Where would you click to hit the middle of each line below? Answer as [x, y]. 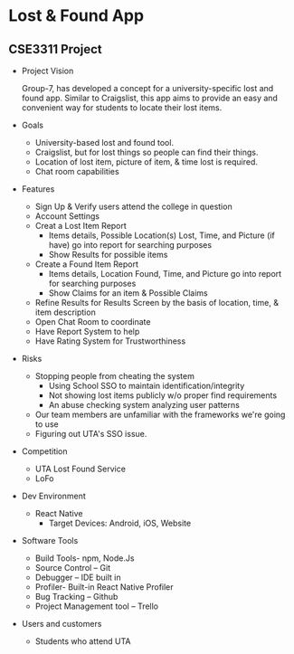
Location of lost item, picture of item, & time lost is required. [147, 162]
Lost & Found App [76, 16]
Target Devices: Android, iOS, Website [120, 523]
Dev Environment [54, 496]
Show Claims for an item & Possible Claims [128, 293]
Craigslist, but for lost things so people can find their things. [147, 152]
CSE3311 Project [56, 49]
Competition [45, 451]
